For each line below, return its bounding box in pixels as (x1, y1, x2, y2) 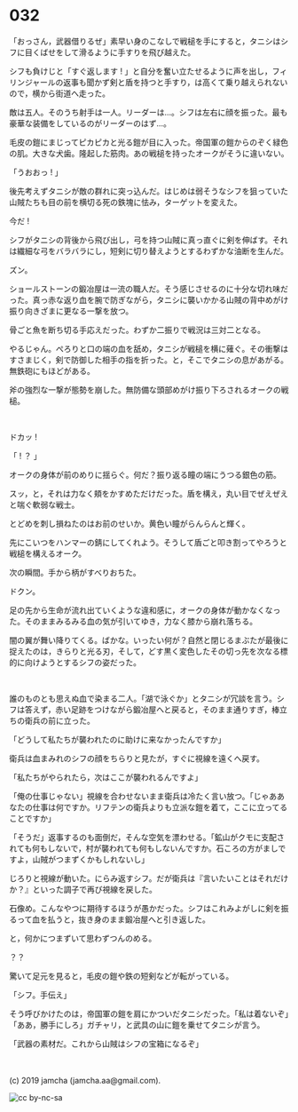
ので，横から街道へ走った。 (9, 88, 111, 99)
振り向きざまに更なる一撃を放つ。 (9, 306, 134, 316)
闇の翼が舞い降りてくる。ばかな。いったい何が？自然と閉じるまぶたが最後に (9, 634, 289, 645)
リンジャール (9, 76, 56, 87)
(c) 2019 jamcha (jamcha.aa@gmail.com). (9, 1075, 161, 1085)
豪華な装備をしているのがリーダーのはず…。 (9, 117, 171, 129)
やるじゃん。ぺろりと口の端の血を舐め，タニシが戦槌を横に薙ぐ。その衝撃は (9, 343, 289, 353)
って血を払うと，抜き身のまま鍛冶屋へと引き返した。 (16, 914, 211, 925)
